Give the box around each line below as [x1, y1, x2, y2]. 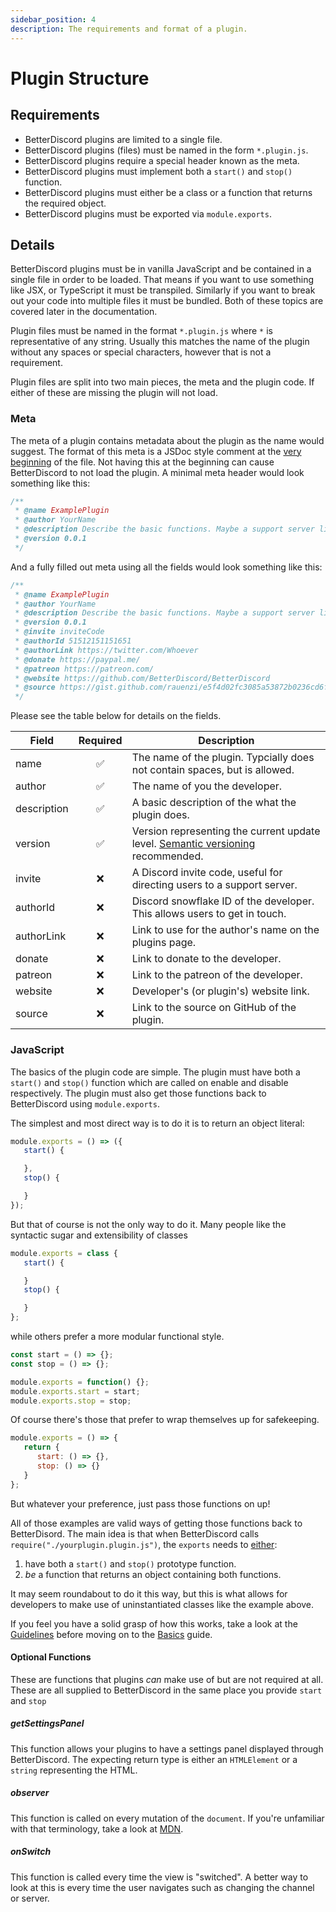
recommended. [131, 849, 204, 863]
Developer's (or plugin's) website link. [131, 984, 310, 998]
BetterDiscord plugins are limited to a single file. [24, 133, 223, 145]
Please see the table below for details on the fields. [10, 710, 222, 722]
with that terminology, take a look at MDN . [10, 1822, 184, 1835]
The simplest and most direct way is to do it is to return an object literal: [10, 1117, 305, 1129]
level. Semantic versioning [131, 837, 256, 851]
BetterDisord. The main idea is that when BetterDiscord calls [10, 1527, 260, 1540]
